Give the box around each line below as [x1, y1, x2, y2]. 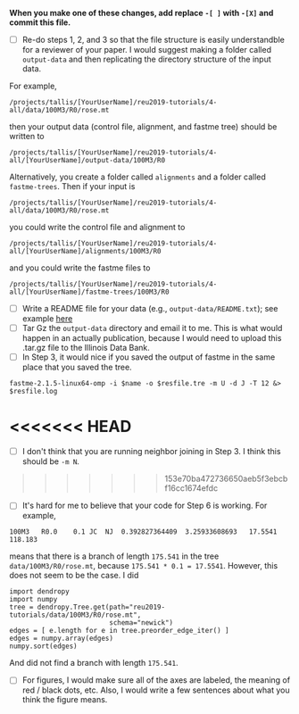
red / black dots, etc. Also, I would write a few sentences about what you [21, 685, 290, 695]
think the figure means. [21, 694, 108, 705]
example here [21, 313, 73, 324]
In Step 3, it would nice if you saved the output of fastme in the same [21, 352, 276, 362]
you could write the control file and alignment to [9, 222, 186, 233]
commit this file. [9, 17, 71, 28]
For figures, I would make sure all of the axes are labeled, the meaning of [21, 675, 291, 685]
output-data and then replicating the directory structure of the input [21, 54, 272, 65]
